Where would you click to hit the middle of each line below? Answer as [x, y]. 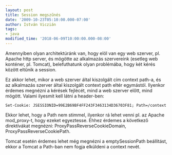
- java [12, 34]
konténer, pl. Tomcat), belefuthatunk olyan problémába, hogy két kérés [80, 64]
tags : [11, 29]
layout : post [19, 10]
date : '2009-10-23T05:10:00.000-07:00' [48, 20]
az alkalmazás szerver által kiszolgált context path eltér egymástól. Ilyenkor [85, 85]
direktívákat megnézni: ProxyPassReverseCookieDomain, [66, 126]
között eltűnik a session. [31, 69]
